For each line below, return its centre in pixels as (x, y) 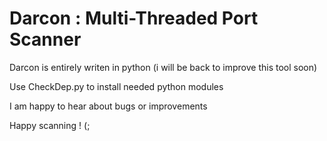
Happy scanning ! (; (50, 125)
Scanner (45, 39)
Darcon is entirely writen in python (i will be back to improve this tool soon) (163, 67)
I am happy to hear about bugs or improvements (108, 106)
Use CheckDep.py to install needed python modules (116, 86)
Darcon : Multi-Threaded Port (134, 18)
